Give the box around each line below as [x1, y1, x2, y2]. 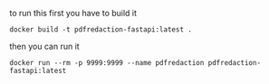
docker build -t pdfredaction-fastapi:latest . [9, 25, 193, 34]
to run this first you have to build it [9, 8, 138, 18]
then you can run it [9, 41, 80, 51]
